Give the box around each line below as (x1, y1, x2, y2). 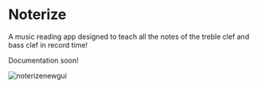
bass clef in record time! (8, 40, 88, 49)
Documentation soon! (8, 55, 80, 65)
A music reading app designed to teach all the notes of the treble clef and (8, 32, 250, 41)
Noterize (8, 6, 67, 24)
